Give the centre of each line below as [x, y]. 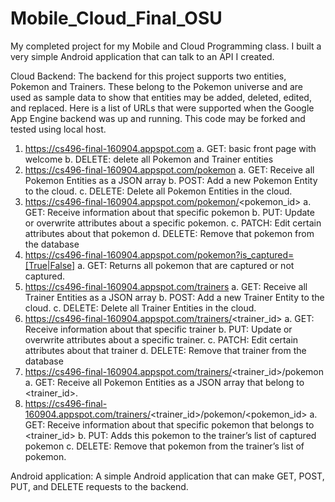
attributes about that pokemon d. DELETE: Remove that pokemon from [169, 233]
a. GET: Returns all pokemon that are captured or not [186, 265]
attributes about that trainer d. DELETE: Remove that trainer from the [165, 350]
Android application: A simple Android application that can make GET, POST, [167, 476]
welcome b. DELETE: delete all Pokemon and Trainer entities [149, 159]
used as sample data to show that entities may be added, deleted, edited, [161, 97]
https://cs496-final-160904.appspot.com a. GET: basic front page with [170, 148]
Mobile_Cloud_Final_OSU [116, 18]
